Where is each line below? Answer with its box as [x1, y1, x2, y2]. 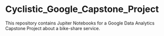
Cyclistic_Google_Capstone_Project [5, 3, 159, 15]
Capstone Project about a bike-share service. [5, 25, 101, 31]
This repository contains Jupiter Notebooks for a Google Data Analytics [5, 20, 155, 26]
